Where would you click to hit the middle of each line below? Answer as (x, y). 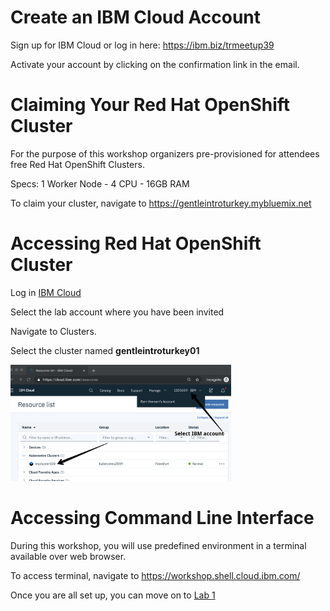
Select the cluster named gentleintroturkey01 (105, 350)
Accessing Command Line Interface (162, 518)
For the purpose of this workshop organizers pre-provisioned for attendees (165, 153)
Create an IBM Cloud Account (136, 17)
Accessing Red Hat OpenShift (136, 243)
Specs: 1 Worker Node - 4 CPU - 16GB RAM (100, 183)
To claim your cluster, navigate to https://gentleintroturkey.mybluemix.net (161, 203)
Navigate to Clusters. (53, 331)
